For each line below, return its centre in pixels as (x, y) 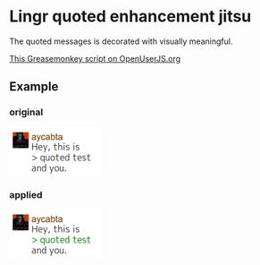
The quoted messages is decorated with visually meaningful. (121, 41)
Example (34, 87)
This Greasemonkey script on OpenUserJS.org (95, 58)
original (26, 112)
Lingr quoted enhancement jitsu (130, 17)
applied (26, 194)
